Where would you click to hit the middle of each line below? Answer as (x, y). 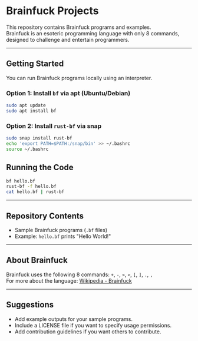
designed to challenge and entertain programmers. (68, 39)
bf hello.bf (21, 181)
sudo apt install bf (32, 111)
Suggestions (30, 305)
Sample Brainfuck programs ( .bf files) (61, 230)
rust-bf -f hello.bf (32, 187)
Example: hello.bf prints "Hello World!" (63, 236)
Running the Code (40, 168)
